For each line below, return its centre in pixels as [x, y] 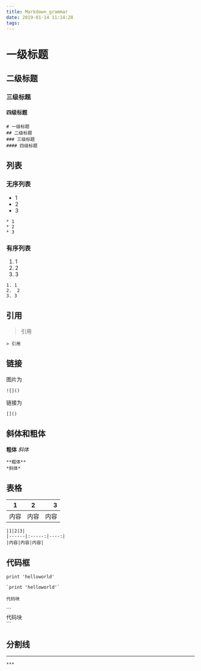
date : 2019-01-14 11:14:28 [40, 17]
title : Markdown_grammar [37, 12]
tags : [13, 23]
